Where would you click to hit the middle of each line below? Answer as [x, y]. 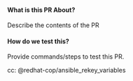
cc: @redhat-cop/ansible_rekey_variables [66, 71]
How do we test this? [38, 41]
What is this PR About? [41, 10]
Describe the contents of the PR [53, 25]
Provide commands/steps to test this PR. [66, 57]
